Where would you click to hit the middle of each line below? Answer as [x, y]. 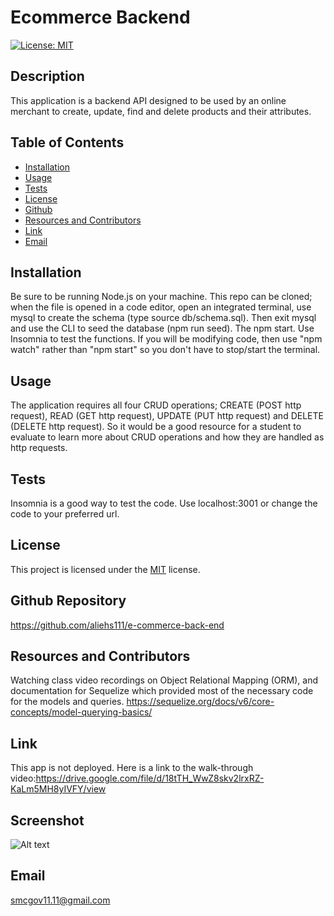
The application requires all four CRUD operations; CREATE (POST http [156, 405]
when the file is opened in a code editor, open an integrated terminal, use [161, 307]
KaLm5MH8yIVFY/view [58, 789]
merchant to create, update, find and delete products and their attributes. [161, 111]
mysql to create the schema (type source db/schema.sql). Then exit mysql [163, 318]
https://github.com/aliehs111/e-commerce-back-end [117, 625]
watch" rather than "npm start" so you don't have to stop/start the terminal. [165, 350]
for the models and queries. [67, 702]
